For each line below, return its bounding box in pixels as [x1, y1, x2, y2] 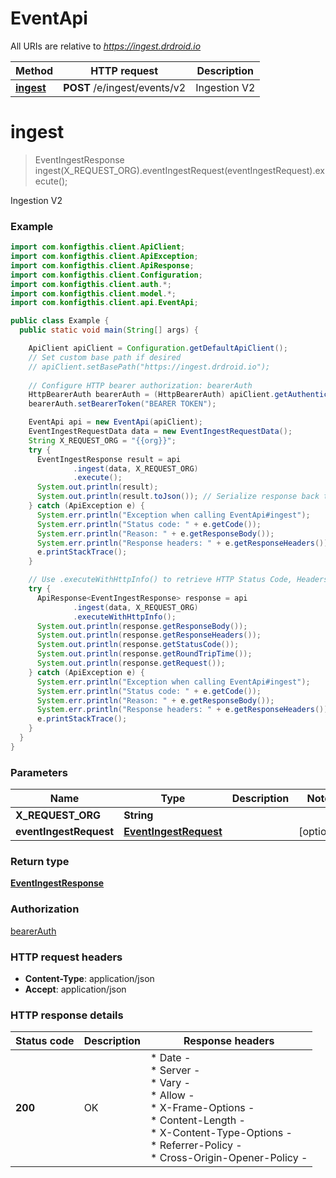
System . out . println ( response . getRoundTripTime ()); [36, 649, 253, 659]
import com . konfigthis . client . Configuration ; [10, 270, 203, 280]
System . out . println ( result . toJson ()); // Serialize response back [36, 492, 320, 502]
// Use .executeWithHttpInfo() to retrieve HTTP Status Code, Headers [28, 575, 329, 585]
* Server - [150, 1063, 201, 1077]
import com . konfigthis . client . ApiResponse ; [10, 260, 195, 271]
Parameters [10, 765, 68, 779]
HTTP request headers [10, 950, 123, 964]
